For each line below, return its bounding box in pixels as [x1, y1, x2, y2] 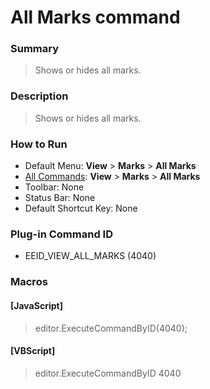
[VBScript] [10, 345, 56, 357]
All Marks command [10, 6, 181, 29]
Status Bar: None [24, 192, 96, 204]
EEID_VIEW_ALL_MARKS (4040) [24, 250, 157, 262]
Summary [10, 42, 60, 56]
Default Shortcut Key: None [24, 202, 138, 215]
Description [10, 89, 69, 103]
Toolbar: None [24, 181, 85, 193]
